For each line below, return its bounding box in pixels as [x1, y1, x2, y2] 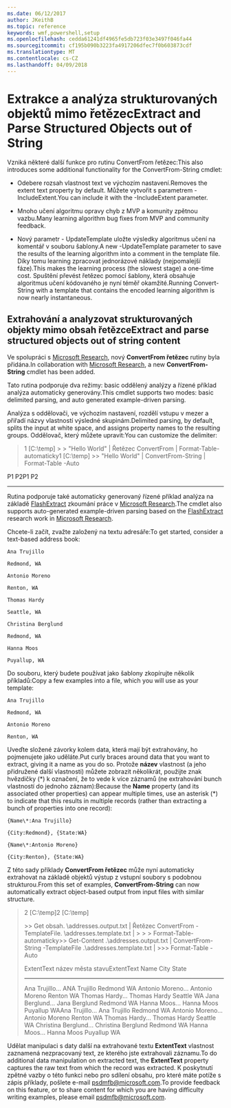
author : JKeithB [7, 17, 54, 23]
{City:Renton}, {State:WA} [7, 853, 85, 861]
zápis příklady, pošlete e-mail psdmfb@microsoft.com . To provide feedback [7, 1078, 221, 1087]
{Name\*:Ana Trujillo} [7, 818, 72, 824]
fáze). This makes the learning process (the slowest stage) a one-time [16, 264, 214, 273]
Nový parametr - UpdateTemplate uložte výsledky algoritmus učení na [16, 235, 216, 243]
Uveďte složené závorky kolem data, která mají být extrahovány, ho [7, 746, 198, 754]
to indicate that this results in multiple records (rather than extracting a [7, 797, 207, 805]
